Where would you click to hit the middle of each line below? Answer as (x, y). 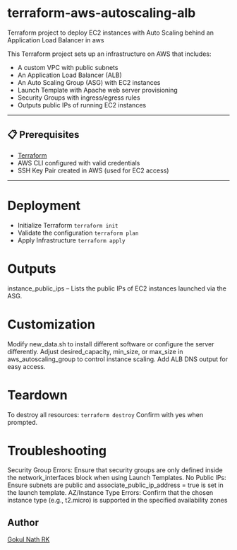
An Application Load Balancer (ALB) (69, 75)
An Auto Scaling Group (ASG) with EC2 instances (89, 82)
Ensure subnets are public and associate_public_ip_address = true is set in (115, 485)
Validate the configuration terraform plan (78, 233)
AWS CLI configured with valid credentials (79, 163)
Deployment (44, 205)
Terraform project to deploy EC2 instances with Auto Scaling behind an (110, 33)
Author (23, 522)
